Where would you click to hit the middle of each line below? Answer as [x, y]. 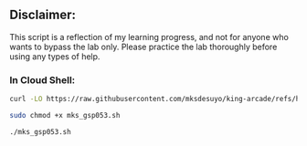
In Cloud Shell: [42, 79]
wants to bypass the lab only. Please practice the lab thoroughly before [143, 47]
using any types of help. [55, 56]
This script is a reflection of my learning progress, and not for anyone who [149, 36]
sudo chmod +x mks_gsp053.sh [65, 115]
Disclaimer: [42, 15]
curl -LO [26, 99]
